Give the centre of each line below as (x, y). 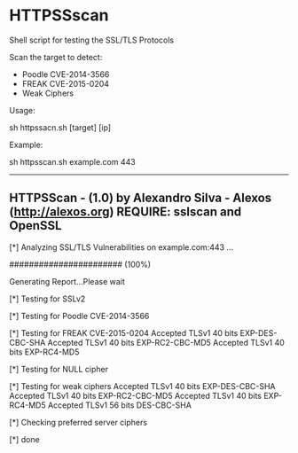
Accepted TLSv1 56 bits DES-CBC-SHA (120, 405)
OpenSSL (35, 226)
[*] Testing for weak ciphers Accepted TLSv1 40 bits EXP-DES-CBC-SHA (143, 386)
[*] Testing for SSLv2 (47, 299)
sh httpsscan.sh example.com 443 (72, 161)
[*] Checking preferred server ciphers (78, 422)
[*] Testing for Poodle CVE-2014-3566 (79, 316)
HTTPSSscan (59, 16)
